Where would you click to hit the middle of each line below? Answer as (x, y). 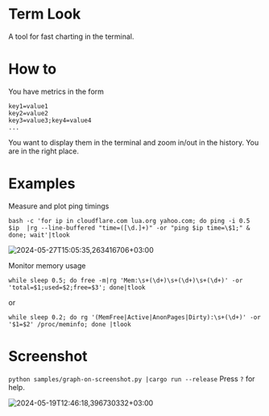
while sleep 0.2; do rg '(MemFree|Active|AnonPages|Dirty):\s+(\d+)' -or (135, 317)
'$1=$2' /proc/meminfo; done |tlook (70, 324)
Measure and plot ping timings (59, 206)
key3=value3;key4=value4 (50, 120)
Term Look (45, 14)
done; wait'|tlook (39, 235)
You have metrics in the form (56, 91)
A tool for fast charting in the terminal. (71, 36)
